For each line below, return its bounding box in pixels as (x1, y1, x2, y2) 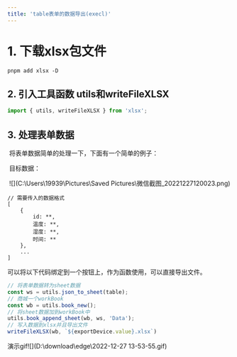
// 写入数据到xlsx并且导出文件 (7, 322, 88, 329)
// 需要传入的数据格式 (7, 194, 65, 202)
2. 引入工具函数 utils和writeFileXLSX (7, 88, 170, 100)
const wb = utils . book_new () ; (7, 302, 97, 309)
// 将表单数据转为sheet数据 (7, 282, 81, 290)
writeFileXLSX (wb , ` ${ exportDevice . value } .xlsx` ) (7, 328, 158, 336)
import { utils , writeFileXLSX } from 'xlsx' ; (7, 107, 148, 114)
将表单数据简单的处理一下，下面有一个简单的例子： (9, 149, 158, 158)
